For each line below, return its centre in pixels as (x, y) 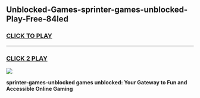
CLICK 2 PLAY (27, 58)
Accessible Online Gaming (40, 88)
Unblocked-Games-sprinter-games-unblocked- (97, 10)
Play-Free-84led (37, 19)
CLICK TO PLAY (29, 36)
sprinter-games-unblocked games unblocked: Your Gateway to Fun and (97, 82)
